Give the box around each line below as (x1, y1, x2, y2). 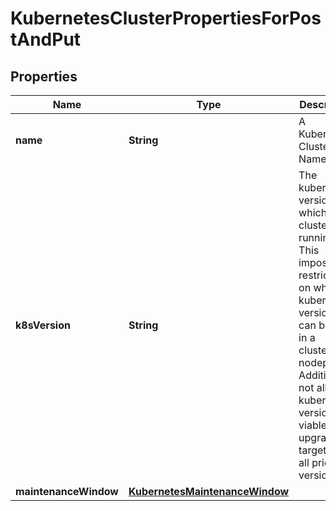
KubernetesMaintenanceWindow (128, 485, 290, 498)
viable (298, 418, 327, 432)
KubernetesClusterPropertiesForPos (10, 7, 322, 30)
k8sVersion (15, 318, 71, 332)
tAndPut (10, 28, 82, 51)
